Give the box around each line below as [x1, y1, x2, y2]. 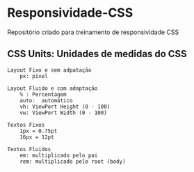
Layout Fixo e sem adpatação [7, 66, 92, 74]
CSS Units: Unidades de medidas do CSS [7, 48, 188, 60]
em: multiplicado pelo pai [19, 152, 98, 159]
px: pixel [19, 72, 49, 79]
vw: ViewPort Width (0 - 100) [19, 109, 108, 116]
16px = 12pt [19, 134, 54, 141]
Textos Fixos [7, 121, 45, 128]
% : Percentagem [19, 91, 67, 98]
